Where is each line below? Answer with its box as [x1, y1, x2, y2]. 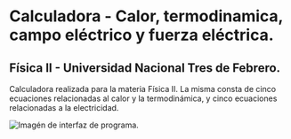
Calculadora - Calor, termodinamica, [9, 6, 283, 27]
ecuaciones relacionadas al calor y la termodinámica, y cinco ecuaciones [9, 93, 278, 104]
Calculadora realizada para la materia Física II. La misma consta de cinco [9, 84, 277, 94]
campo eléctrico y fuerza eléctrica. [9, 25, 274, 45]
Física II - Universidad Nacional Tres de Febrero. [9, 60, 281, 75]
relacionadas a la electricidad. [9, 103, 119, 112]
